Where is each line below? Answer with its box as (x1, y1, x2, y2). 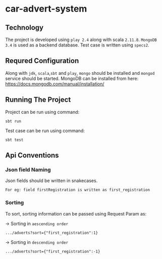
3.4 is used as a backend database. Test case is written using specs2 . (5, 42, 150, 48)
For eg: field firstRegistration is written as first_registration (5, 188, 150, 193)
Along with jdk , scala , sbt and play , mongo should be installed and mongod (5, 70, 155, 76)
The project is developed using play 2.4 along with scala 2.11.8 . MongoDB (5, 36, 157, 42)
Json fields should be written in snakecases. (5, 178, 98, 184)
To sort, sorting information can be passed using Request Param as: (5, 210, 147, 217)
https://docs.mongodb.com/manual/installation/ (5, 80, 104, 87)
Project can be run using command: (5, 109, 80, 115)
